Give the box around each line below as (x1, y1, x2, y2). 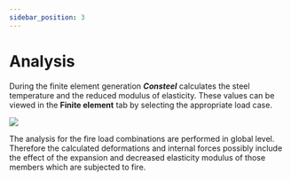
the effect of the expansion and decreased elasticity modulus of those (9, 152, 266, 162)
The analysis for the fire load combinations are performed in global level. (9, 133, 275, 144)
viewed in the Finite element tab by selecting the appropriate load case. (9, 99, 273, 110)
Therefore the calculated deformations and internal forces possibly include (9, 143, 283, 153)
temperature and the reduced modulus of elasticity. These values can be (9, 90, 275, 100)
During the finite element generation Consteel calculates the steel (9, 81, 250, 91)
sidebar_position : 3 (9, 12, 86, 22)
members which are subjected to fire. (9, 161, 146, 172)
